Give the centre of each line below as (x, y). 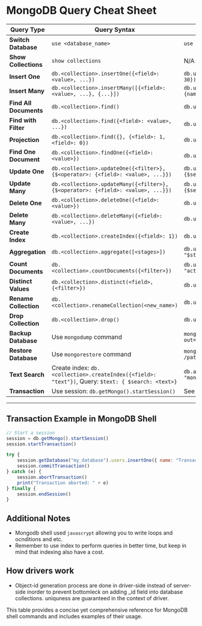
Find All (20, 103)
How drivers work (40, 571)
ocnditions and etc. (39, 539)
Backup (20, 333)
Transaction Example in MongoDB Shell (81, 419)
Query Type (27, 29)
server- (182, 585)
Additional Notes (38, 518)
